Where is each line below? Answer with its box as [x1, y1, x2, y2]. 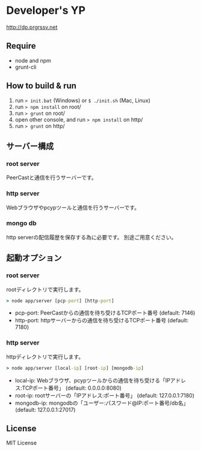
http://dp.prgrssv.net [6, 23, 58, 31]
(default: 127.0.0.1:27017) [14, 406, 76, 413]
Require [6, 41, 36, 51]
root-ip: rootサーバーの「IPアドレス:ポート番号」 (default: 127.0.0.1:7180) [14, 391, 194, 399]
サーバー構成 [6, 141, 54, 151]
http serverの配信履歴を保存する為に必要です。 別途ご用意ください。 [6, 233, 177, 241]
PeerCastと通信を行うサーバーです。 [6, 174, 97, 181]
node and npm [14, 57, 51, 64]
